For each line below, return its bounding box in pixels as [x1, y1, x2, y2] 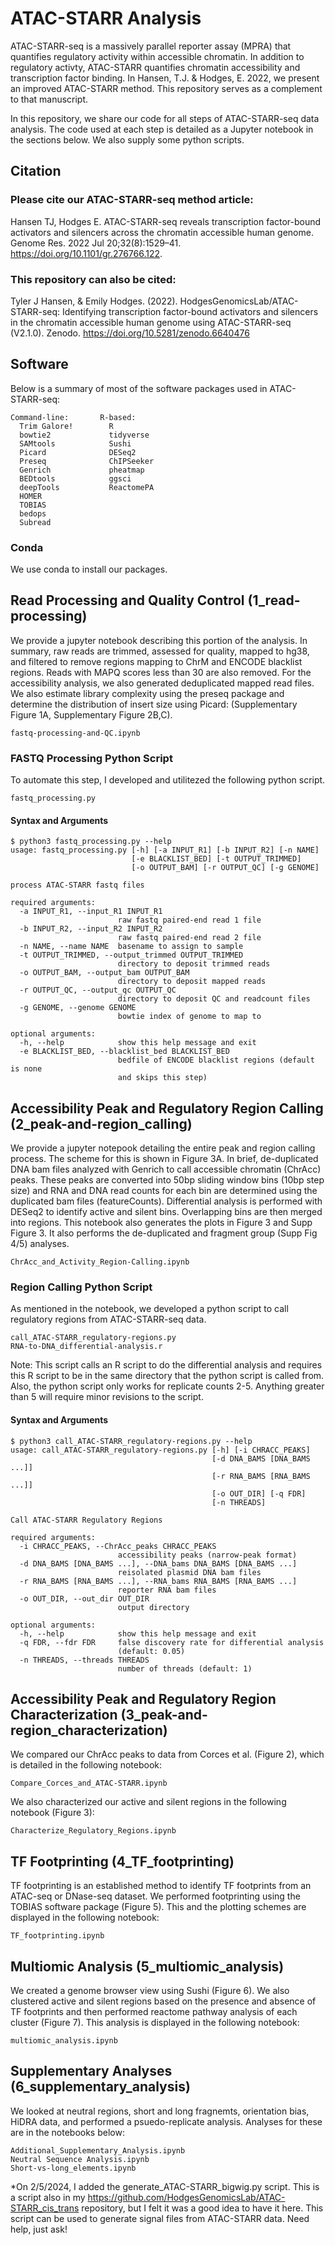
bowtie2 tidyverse [19, 430, 150, 440]
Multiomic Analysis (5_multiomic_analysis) [10, 1958, 285, 1975]
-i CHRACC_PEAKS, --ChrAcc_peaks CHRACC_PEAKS [19, 1541, 217, 1551]
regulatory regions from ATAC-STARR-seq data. [10, 1313, 207, 1326]
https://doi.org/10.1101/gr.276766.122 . [10, 247, 163, 259]
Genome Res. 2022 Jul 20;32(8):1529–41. [10, 237, 182, 249]
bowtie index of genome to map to [117, 1012, 262, 1022]
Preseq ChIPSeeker [19, 456, 155, 466]
